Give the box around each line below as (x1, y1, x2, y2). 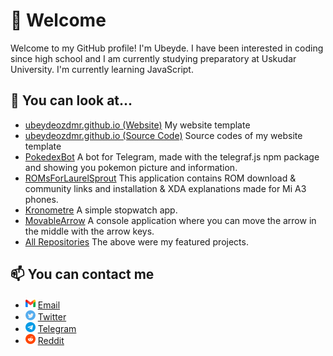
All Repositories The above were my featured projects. (24, 235, 249, 248)
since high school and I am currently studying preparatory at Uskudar (10, 52, 297, 64)
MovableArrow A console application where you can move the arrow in (24, 214, 317, 226)
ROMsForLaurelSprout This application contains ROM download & (24, 172, 297, 184)
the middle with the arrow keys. (24, 225, 155, 237)
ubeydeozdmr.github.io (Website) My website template (24, 119, 251, 131)
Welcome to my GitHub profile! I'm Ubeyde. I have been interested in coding (10, 42, 324, 54)
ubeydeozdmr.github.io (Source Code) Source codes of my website (24, 129, 303, 141)
